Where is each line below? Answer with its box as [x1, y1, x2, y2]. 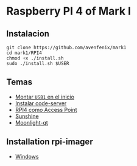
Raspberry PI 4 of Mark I [6, 4, 132, 18]
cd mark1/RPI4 [6, 50, 43, 56]
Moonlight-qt [15, 119, 49, 126]
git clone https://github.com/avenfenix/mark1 [6, 44, 127, 50]
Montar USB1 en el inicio [15, 93, 75, 100]
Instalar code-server [15, 99, 67, 107]
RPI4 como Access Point [15, 106, 77, 113]
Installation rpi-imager [6, 137, 93, 147]
